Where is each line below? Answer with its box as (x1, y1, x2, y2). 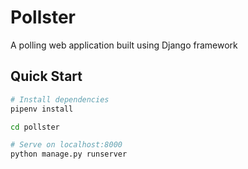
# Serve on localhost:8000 (10, 140, 123, 150)
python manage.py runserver (10, 149, 128, 160)
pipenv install (10, 104, 74, 114)
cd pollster (10, 122, 60, 132)
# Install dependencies (10, 94, 110, 105)
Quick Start (10, 68, 83, 85)
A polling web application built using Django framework (10, 39, 238, 51)
